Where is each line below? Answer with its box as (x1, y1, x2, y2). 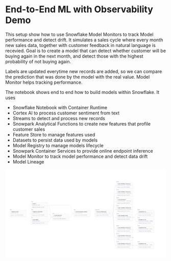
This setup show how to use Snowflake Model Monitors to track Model (5, 31, 154, 37)
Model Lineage (12, 158, 44, 164)
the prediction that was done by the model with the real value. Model (5, 74, 150, 80)
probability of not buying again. (5, 58, 71, 64)
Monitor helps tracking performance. (5, 79, 83, 85)
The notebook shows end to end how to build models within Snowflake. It (5, 89, 160, 95)
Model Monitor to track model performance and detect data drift (12, 153, 148, 159)
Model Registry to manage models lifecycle (12, 142, 104, 149)
